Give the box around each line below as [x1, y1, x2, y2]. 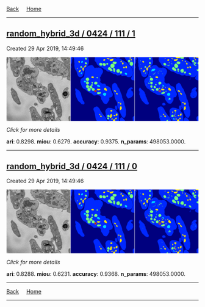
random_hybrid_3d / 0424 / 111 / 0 [6, 161, 138, 172]
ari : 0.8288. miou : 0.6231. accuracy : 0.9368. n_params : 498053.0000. [6, 270, 186, 278]
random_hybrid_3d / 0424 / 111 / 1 [6, 29, 135, 39]
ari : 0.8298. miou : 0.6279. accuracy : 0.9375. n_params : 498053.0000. [6, 137, 186, 145]
